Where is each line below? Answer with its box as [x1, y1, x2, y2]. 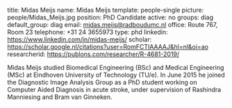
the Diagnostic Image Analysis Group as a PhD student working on [7, 78, 197, 86]
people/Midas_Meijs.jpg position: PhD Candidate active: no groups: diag [7, 13, 214, 21]
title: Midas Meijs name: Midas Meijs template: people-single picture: [7, 6, 204, 14]
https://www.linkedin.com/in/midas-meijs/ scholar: [7, 35, 152, 44]
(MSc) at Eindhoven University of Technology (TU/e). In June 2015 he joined [7, 71, 225, 79]
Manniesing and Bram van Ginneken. [7, 93, 113, 101]
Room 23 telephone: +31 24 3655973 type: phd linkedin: [7, 28, 168, 36]
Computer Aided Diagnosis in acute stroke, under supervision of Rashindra [7, 86, 222, 93]
